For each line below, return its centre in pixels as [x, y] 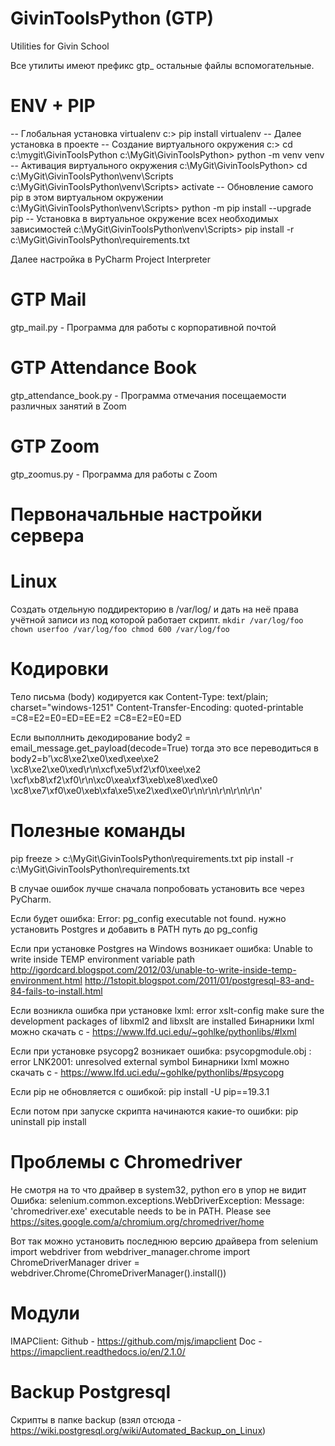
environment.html [46, 980]
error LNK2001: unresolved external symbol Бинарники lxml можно [150, 1061]
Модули [45, 1313]
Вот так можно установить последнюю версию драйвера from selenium [164, 1241]
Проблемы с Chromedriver [126, 1161]
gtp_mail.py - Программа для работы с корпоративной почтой [143, 327]
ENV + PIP [53, 106]
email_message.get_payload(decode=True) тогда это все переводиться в [164, 748]
